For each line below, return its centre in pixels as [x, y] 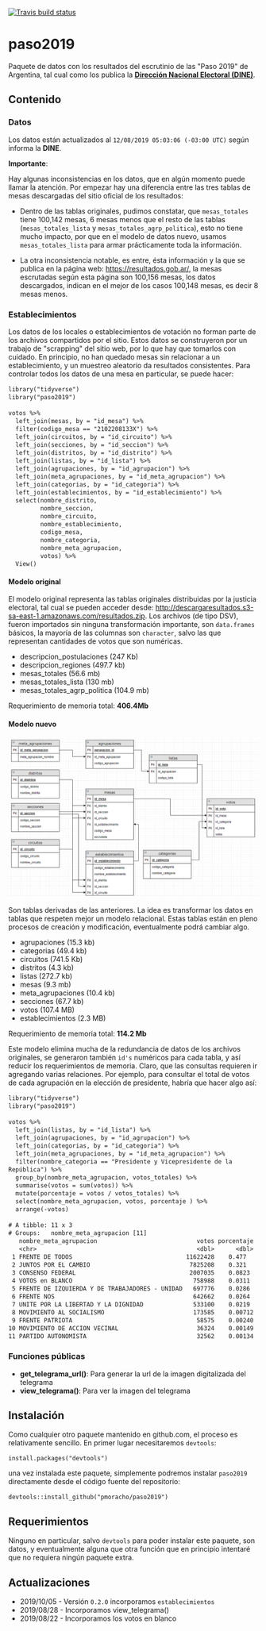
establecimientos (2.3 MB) [63, 1018]
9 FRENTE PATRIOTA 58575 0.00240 [133, 1321]
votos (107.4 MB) [47, 1010]
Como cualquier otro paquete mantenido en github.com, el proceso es [123, 1435]
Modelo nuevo [33, 724]
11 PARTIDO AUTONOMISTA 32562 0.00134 [131, 1337]
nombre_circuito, [69, 516]
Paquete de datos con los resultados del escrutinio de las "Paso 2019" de [128, 66]
